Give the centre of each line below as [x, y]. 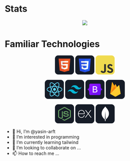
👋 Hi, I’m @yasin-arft [34, 131]
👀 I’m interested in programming [46, 137]
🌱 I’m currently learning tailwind [45, 142]
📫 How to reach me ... [36, 153]
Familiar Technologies [52, 44]
